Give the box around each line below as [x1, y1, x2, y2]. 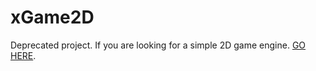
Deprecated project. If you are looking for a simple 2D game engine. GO [10, 39, 307, 51]
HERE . [10, 49, 37, 61]
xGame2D [10, 6, 95, 29]
